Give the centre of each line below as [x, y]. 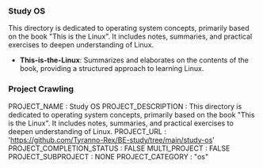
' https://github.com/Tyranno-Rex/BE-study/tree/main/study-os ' [112, 140]
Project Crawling [41, 89]
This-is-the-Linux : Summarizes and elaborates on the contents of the [134, 60]
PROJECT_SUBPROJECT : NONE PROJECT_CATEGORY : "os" [108, 156]
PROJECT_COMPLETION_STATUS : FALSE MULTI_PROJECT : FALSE [119, 148]
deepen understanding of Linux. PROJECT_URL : [87, 131]
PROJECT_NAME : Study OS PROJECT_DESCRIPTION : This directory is [125, 106]
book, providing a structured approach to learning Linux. [112, 69]
